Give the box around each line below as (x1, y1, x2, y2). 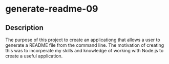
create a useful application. (5, 53, 63, 59)
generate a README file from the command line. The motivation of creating (5, 42, 164, 48)
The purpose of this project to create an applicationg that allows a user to (5, 37, 160, 43)
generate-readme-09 (5, 3, 98, 15)
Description (5, 23, 44, 32)
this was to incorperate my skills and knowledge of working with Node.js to (5, 48, 164, 53)
